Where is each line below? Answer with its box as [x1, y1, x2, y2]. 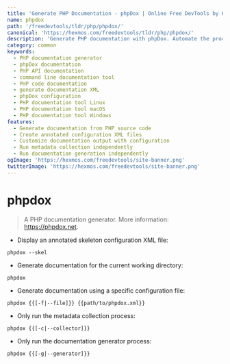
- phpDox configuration [13, 93, 81, 100]
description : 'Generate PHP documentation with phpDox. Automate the [7, 36, 210, 43]
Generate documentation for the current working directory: [16, 261, 183, 269]
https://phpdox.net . [23, 222, 79, 230]
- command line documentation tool [13, 73, 115, 81]
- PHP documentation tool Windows [13, 112, 112, 119]
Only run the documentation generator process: [16, 337, 152, 345]
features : [7, 118, 36, 125]
